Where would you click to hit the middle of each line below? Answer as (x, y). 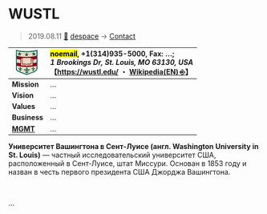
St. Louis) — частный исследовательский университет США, (112, 155)
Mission (25, 84)
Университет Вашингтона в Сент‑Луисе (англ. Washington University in (133, 147)
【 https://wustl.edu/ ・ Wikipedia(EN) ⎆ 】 (121, 72)
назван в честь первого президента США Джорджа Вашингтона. (119, 172)
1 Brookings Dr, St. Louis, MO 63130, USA (122, 63)
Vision (23, 95)
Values (24, 107)
